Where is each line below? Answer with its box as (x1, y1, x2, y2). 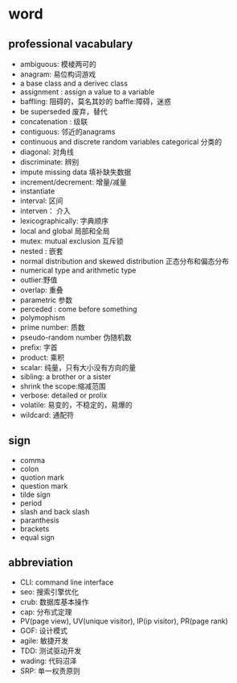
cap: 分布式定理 (19, 606, 72, 617)
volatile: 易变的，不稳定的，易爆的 (19, 400, 133, 410)
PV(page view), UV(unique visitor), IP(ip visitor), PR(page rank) (19, 616, 229, 626)
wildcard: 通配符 (19, 410, 75, 419)
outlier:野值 (19, 275, 58, 285)
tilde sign (19, 489, 51, 499)
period (19, 498, 43, 508)
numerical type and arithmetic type (19, 265, 137, 275)
